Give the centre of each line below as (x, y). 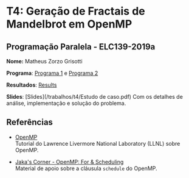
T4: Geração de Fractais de (76, 11)
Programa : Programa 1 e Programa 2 (52, 73)
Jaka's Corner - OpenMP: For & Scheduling (69, 162)
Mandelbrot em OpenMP (69, 24)
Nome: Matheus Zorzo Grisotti (45, 61)
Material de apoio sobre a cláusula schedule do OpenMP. (86, 168)
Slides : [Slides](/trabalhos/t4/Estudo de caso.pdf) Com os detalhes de (95, 97)
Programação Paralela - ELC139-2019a (81, 47)
